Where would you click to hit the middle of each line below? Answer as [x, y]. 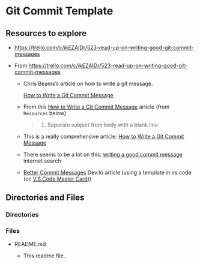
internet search [42, 161]
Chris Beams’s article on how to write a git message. [88, 83]
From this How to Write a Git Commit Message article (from [96, 107]
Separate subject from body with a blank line [103, 125]
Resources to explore [46, 33]
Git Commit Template [59, 11]
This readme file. [44, 256]
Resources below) [45, 113]
